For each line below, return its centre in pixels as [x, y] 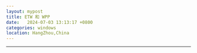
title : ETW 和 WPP [28, 17]
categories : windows [31, 28]
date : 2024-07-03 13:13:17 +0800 [50, 22]
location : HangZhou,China [38, 33]
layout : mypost [25, 11]
